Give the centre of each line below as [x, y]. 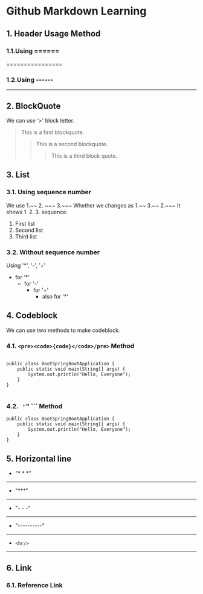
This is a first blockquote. [53, 132]
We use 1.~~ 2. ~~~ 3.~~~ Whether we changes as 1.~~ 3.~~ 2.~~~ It [93, 205]
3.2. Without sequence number [53, 252]
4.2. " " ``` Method [34, 406]
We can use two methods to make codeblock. [63, 330]
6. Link [19, 568]
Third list [26, 236]
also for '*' [55, 296]
